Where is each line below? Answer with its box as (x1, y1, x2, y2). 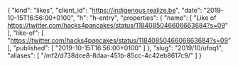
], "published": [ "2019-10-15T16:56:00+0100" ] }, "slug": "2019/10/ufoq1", (7, 44, 224, 52)
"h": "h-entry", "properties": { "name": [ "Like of (76, 13, 217, 22)
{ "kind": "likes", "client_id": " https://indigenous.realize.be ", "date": (7, 6, 202, 14)
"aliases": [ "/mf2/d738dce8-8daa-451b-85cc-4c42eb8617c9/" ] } (7, 51, 202, 60)
